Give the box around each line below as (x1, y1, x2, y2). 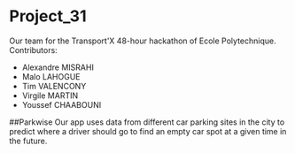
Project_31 (9, 6, 87, 27)
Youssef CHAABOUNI (21, 99, 102, 110)
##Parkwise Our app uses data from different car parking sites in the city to (9, 117, 285, 127)
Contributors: (9, 44, 58, 55)
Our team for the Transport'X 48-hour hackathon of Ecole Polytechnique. (9, 35, 276, 46)
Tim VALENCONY (21, 80, 87, 91)
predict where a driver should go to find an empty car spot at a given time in (9, 126, 287, 136)
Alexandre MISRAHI (21, 62, 95, 73)
